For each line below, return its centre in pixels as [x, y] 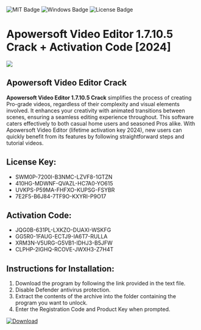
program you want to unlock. [51, 303]
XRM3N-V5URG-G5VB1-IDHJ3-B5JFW [64, 243]
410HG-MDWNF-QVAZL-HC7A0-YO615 [64, 183]
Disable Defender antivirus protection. [63, 290]
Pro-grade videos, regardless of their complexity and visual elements [93, 104]
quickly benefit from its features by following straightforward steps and [95, 136]
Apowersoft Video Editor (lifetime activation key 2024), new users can [94, 130]
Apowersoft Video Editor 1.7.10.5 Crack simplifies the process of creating [99, 98]
